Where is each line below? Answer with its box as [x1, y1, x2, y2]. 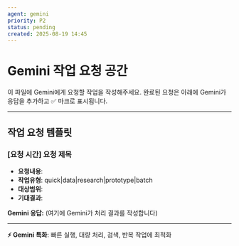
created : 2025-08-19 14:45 [7, 30, 87, 38]
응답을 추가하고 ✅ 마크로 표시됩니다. [7, 97, 108, 105]
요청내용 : [17, 166, 43, 175]
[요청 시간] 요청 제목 [7, 149, 73, 159]
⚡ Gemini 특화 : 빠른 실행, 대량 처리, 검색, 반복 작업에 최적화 [7, 230, 172, 239]
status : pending [7, 23, 55, 31]
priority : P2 [7, 17, 46, 24]
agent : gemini [7, 10, 50, 18]
